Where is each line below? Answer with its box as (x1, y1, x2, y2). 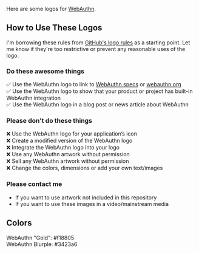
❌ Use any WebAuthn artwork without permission (6, 151, 130, 158)
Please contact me (6, 180, 62, 188)
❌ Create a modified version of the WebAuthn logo (6, 137, 133, 145)
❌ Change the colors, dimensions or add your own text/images (6, 164, 163, 172)
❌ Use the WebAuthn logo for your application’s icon (6, 130, 138, 137)
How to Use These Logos (6, 22, 103, 33)
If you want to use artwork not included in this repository (15, 194, 157, 201)
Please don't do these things (6, 117, 93, 125)
